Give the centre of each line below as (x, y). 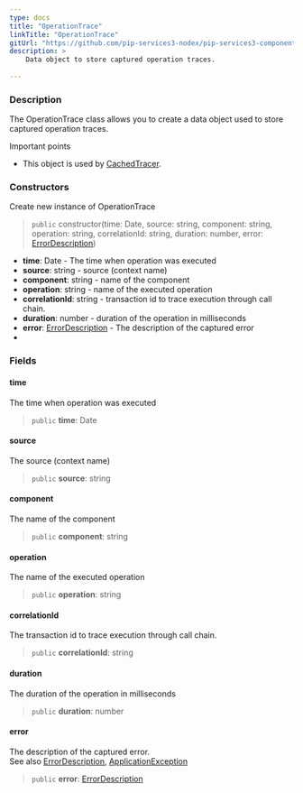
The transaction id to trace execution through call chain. (113, 635)
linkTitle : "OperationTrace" (64, 34)
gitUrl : (24, 43)
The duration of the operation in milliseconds (92, 693)
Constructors (39, 188)
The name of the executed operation (78, 577)
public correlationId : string (82, 653)
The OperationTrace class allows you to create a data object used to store (147, 119)
